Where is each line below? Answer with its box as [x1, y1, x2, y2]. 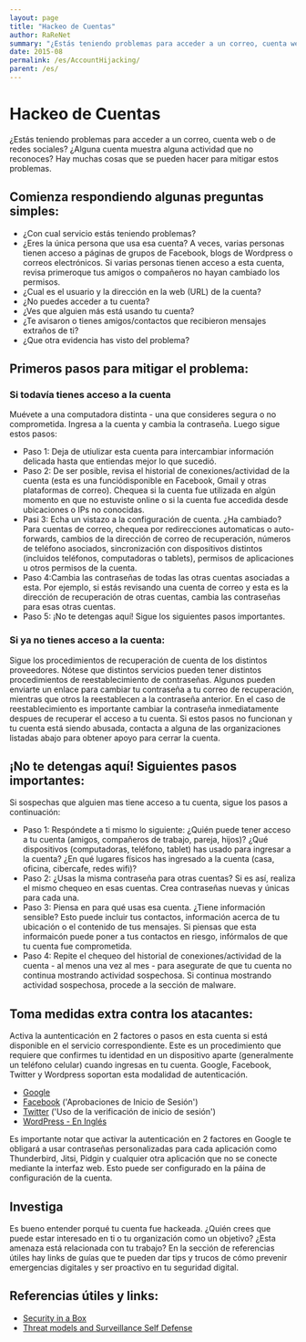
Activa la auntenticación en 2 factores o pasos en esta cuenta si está [9, 1031, 269, 1042]
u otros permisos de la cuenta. [22, 562, 138, 573]
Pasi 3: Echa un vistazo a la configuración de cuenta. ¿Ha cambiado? [22, 514, 282, 525]
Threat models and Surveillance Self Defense [22, 1322, 193, 1333]
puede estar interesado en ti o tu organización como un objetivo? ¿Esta [9, 1233, 276, 1244]
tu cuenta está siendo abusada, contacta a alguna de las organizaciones [9, 722, 281, 733]
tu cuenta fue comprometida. [22, 941, 132, 952]
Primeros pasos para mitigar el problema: [9, 362, 249, 377]
